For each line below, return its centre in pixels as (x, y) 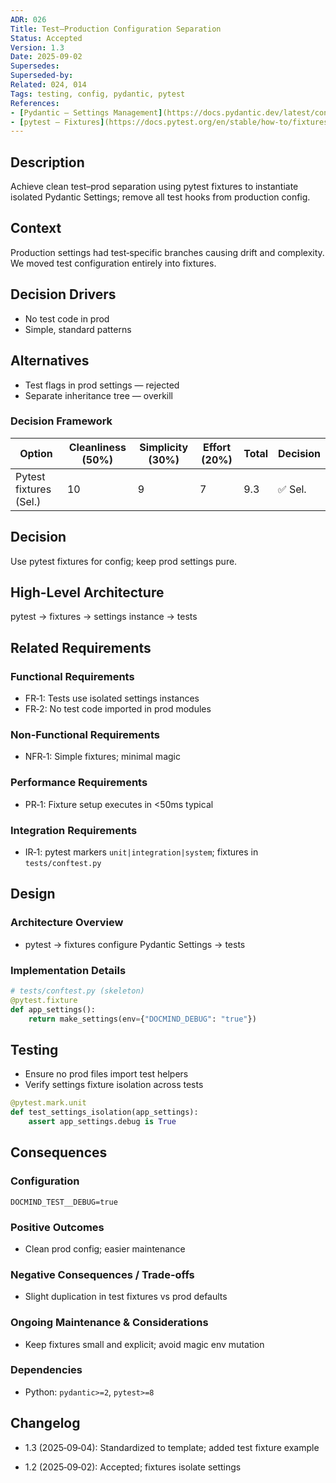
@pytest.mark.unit (48, 1103)
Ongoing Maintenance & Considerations (109, 1323)
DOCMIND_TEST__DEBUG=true (64, 1202)
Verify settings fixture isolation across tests (114, 1085)
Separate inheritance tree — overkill (99, 395)
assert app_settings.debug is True (102, 1122)
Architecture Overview (67, 923)
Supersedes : (35, 66)
